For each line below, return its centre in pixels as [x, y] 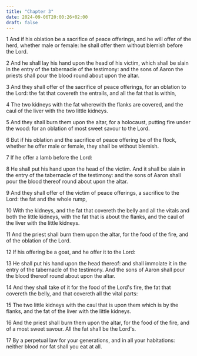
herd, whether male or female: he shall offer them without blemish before [95, 45]
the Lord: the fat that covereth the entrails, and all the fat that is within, [91, 93]
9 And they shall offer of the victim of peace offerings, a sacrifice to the [93, 193]
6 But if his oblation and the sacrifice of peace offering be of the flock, [91, 140]
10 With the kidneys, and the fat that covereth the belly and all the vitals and [98, 211]
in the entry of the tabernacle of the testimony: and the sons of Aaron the [95, 69]
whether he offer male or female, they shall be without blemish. [83, 146]
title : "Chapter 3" [30, 11]
